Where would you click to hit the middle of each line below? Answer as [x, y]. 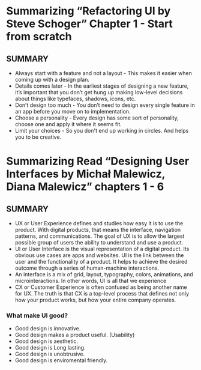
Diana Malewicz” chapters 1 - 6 [85, 187]
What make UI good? [37, 315]
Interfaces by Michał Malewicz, [85, 174]
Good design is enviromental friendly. [61, 360]
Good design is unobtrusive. [50, 354]
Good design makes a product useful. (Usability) [75, 335]
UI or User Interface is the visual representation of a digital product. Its [102, 249]
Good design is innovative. [48, 329]
